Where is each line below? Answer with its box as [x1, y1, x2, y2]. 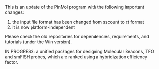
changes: [5, 9, 24, 15]
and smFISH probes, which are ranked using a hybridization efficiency [5, 54, 148, 60]
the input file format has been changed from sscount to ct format [12, 19, 144, 25]
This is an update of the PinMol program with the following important [5, 4, 144, 10]
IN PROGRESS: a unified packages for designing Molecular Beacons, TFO [5, 49, 154, 54]
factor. [5, 59, 19, 65]
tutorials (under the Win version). [5, 39, 72, 45]
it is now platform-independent [12, 24, 75, 30]
